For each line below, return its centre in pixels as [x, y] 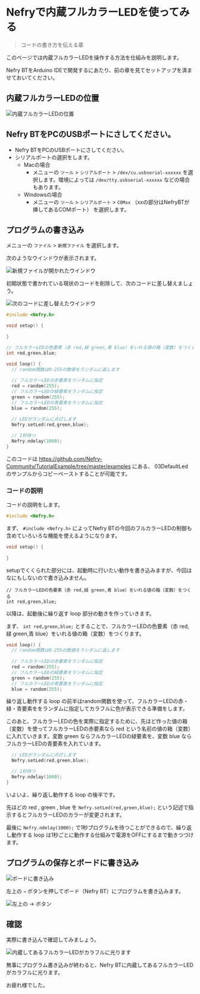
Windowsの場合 [43, 194]
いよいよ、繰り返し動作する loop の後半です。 [62, 794]
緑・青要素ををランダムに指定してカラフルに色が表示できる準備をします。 [97, 709]
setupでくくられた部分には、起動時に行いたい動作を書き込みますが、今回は [99, 570]
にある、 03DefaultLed [160, 466]
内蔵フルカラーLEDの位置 [53, 98]
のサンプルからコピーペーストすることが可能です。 [68, 473]
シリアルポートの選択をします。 [54, 157]
